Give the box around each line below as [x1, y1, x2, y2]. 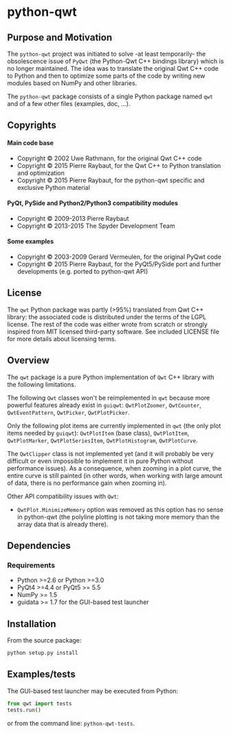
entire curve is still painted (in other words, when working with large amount [7, 471, 223, 479]
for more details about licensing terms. [7, 334, 117, 343]
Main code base [7, 138, 54, 147]
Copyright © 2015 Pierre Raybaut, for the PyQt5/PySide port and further [16, 260, 221, 268]
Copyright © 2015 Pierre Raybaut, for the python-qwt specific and [16, 176, 205, 184]
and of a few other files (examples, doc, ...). [7, 100, 131, 107]
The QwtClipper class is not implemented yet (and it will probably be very [7, 449, 214, 457]
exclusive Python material [16, 183, 91, 191]
